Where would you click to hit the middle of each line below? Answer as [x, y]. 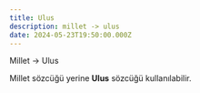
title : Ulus [32, 18]
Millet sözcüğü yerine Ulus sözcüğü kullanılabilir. [101, 78]
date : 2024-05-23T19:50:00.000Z [70, 35]
